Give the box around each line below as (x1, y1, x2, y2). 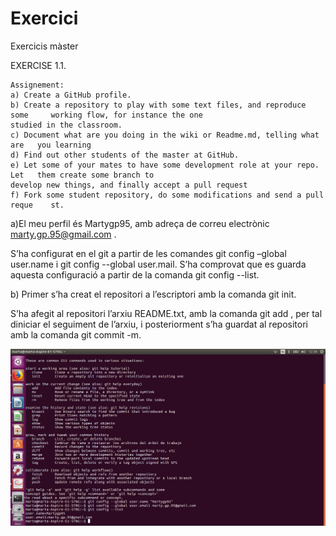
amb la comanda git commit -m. (10, 328, 142, 341)
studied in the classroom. (10, 120, 123, 130)
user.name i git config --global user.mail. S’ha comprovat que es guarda (10, 258, 307, 270)
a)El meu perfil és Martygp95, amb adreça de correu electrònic (10, 217, 270, 229)
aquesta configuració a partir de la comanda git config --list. (10, 268, 260, 281)
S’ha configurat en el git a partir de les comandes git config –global (10, 247, 287, 259)
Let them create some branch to (10, 170, 155, 180)
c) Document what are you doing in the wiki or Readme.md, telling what (10, 130, 320, 140)
